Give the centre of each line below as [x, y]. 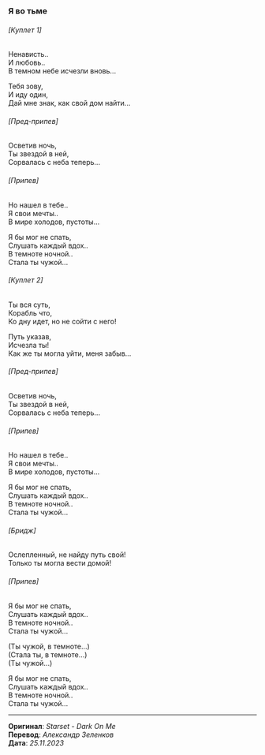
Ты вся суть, [30, 305]
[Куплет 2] [26, 280]
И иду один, [28, 95]
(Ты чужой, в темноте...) [49, 646]
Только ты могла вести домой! [60, 563]
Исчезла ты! [29, 345]
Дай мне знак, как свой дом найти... [69, 103]
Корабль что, [30, 312]
